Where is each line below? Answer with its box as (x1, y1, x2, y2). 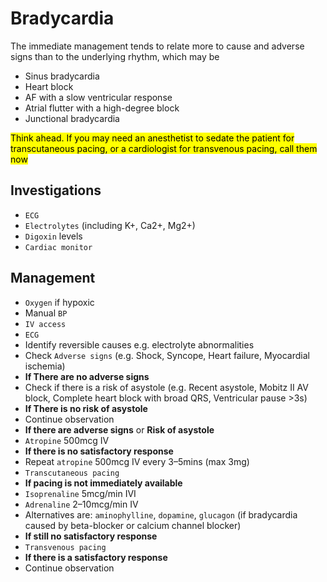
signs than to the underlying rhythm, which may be (10, 50, 220, 62)
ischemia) (24, 360, 66, 372)
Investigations (10, 182, 102, 199)
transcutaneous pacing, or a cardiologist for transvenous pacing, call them (10, 142, 318, 154)
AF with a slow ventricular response (24, 91, 173, 103)
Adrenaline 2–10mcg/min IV (24, 498, 139, 510)
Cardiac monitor (24, 242, 93, 252)
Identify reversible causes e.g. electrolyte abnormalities (24, 338, 255, 351)
